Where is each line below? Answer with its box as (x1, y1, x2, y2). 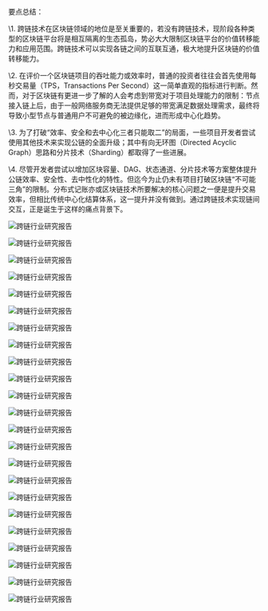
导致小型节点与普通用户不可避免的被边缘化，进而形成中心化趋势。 (8, 111, 225, 120)
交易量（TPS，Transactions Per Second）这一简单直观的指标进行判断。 (14, 81, 251, 90)
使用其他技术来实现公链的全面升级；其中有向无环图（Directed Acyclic (8, 138, 237, 147)
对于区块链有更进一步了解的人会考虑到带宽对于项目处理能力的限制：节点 (22, 91, 260, 100)
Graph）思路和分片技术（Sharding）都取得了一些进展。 (8, 148, 191, 157)
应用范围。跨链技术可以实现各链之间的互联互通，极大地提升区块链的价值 (22, 44, 260, 53)
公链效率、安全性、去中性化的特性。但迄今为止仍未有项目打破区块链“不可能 (8, 175, 257, 183)
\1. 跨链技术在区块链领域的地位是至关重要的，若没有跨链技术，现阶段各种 (8, 24, 249, 34)
